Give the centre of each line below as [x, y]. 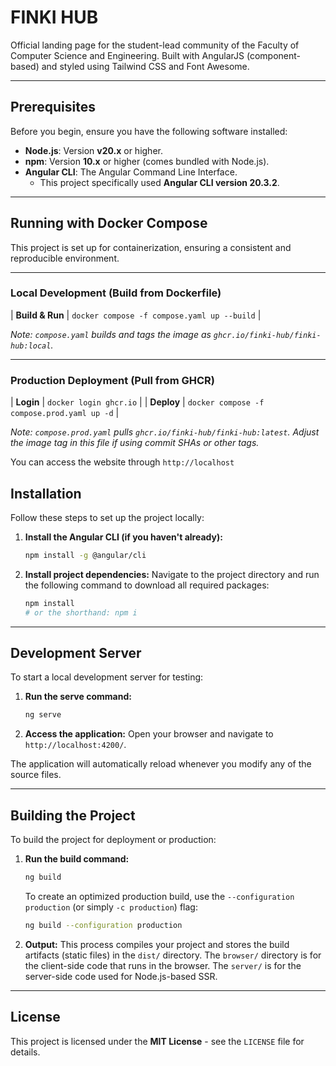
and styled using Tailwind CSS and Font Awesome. [145, 66]
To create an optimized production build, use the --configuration [159, 896]
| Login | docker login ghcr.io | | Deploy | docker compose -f [137, 402]
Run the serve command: [78, 697]
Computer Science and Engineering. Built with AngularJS [127, 55]
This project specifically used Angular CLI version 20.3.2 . [159, 182]
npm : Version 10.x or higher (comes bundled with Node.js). [147, 161]
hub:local [31, 346]
